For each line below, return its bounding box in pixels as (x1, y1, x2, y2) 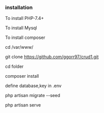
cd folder (5, 64, 24, 70)
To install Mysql (5, 25, 37, 31)
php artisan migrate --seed (5, 93, 60, 99)
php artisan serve (5, 102, 41, 108)
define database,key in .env (5, 83, 62, 89)
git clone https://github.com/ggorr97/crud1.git (5, 54, 99, 60)
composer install (5, 73, 39, 79)
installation (5, 4, 33, 11)
